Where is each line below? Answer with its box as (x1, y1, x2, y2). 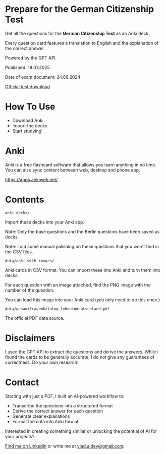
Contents (5, 194, 45, 205)
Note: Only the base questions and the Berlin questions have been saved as (5, 228, 160, 234)
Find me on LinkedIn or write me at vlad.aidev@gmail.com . (5, 443, 125, 449)
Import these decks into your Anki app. (5, 219, 85, 225)
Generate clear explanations (12, 413, 70, 419)
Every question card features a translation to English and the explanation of (5, 40, 159, 46)
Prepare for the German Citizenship (5, 3, 154, 15)
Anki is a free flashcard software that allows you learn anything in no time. (5, 162, 157, 168)
